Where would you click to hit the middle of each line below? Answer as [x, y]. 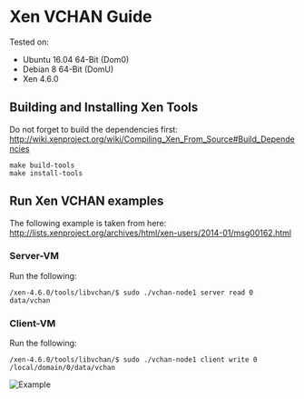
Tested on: [29, 42]
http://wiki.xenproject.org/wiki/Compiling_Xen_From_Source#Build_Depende [152, 139]
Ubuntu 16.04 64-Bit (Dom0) [76, 59]
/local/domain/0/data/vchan [63, 368]
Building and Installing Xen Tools [104, 108]
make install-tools [46, 173]
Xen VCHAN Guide [81, 17]
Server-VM [34, 256]
